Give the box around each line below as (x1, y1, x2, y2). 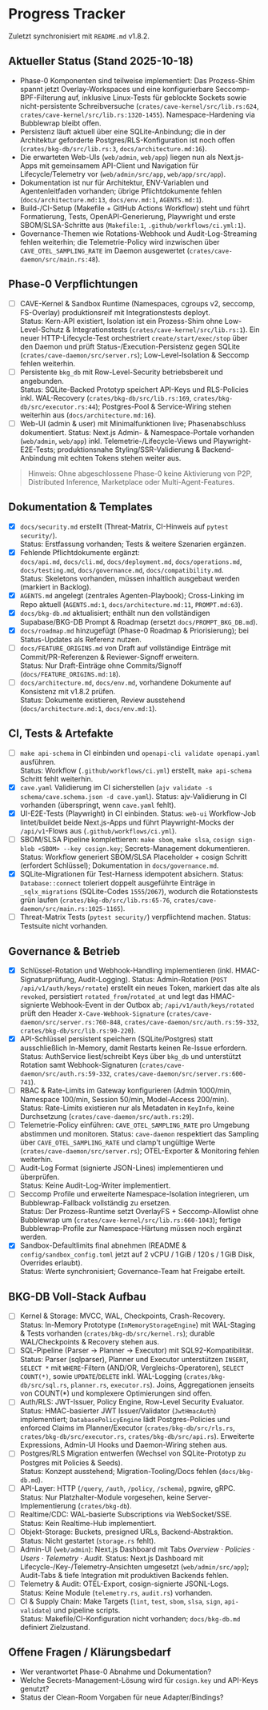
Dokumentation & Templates (8, 501, 154, 514)
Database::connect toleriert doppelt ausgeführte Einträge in (19, 878, 216, 888)
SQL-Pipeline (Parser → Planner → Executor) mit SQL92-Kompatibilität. (19, 1345, 254, 1356)
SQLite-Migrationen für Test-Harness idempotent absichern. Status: (19, 869, 244, 879)
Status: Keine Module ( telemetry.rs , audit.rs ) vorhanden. (19, 1588, 213, 1597)
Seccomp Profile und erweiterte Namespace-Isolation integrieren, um (19, 1189, 250, 1199)
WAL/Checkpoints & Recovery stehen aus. (19, 1337, 160, 1347)
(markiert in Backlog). (19, 581, 92, 592)
